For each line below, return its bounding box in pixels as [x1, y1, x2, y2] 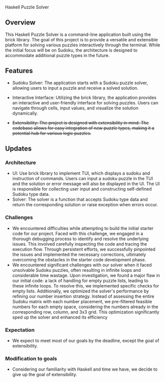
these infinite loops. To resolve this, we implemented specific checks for [12, 283, 159, 288]
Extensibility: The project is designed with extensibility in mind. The [12, 120, 149, 126]
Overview [5, 18, 36, 27]
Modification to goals [5, 355, 58, 362]
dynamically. [12, 110, 38, 116]
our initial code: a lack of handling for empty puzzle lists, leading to [12, 278, 149, 284]
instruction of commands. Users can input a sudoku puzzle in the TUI [12, 176, 153, 182]
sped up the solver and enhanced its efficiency [12, 314, 108, 320]
